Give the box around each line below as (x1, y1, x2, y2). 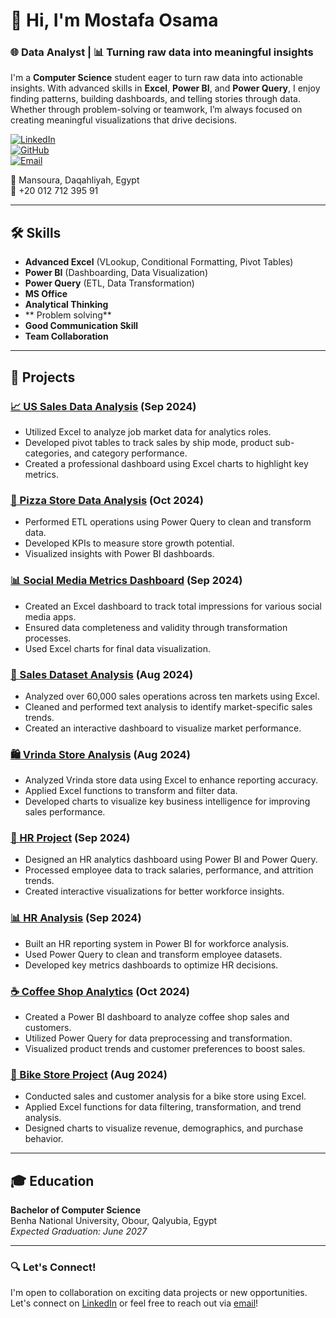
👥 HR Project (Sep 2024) (10, 831, 131, 845)
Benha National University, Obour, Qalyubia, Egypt (10, 1215, 218, 1227)
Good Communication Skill (24, 320, 139, 332)
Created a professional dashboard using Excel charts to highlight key (24, 457, 309, 469)
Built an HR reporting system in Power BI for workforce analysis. (24, 937, 290, 949)
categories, (24, 447, 72, 459)
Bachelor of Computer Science (10, 1204, 141, 1216)
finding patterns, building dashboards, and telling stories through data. (10, 93, 301, 105)
